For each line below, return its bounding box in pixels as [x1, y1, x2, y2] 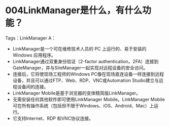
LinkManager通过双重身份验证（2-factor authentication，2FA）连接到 [12, 58, 159, 64]
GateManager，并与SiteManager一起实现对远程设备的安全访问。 [12, 64, 148, 71]
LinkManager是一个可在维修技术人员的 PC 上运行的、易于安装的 [12, 46, 147, 52]
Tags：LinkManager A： [5, 35, 56, 41]
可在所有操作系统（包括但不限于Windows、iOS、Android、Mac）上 [12, 102, 154, 109]
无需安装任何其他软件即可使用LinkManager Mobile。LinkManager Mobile [12, 96, 165, 102]
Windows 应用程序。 [12, 52, 56, 58]
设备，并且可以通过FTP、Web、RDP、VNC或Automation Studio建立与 [12, 77, 159, 83]
